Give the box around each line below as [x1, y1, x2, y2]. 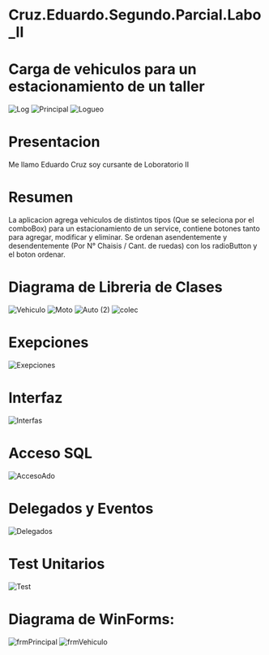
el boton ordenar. [8, 249, 66, 259]
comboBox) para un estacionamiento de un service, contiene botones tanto [8, 223, 261, 233]
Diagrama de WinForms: [8, 609, 175, 628]
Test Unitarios [8, 554, 105, 573]
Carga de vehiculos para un [8, 60, 197, 79]
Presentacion [8, 132, 100, 151]
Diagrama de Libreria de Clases [8, 278, 223, 297]
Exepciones [8, 333, 89, 352]
